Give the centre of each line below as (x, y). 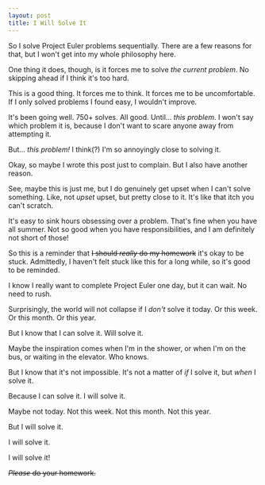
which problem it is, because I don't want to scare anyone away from (121, 125)
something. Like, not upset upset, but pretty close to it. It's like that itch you (131, 197)
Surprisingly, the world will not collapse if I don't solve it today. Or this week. (133, 309)
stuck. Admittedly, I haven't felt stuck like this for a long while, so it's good (129, 261)
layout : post (30, 15)
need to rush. (30, 294)
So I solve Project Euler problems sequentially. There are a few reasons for (130, 45)
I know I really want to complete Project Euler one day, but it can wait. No (128, 285)
